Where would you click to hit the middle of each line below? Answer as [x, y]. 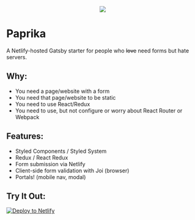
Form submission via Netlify [50, 164]
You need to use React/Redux [53, 104]
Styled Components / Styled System [61, 151]
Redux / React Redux [42, 157]
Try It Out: [26, 196]
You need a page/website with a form [62, 91]
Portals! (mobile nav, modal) [50, 177]
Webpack [27, 117]
